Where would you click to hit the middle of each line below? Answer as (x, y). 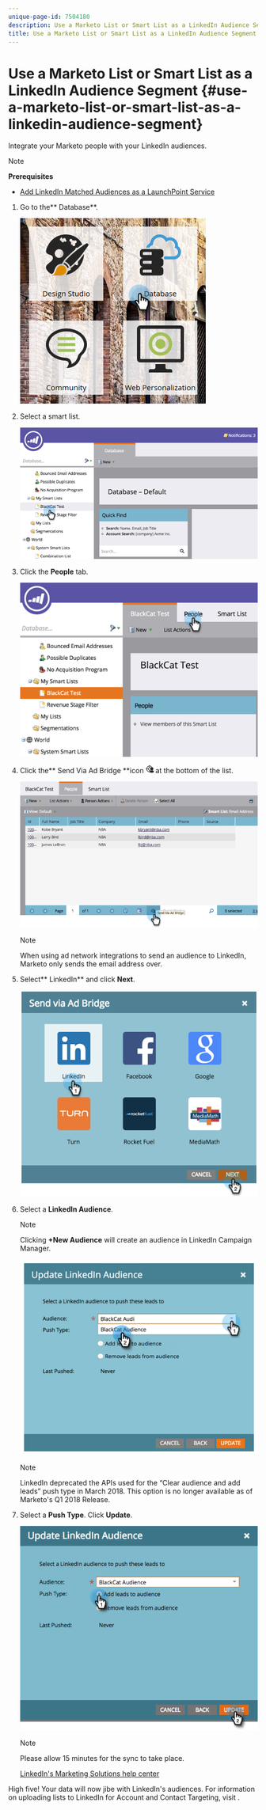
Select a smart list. (50, 416)
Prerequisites (31, 176)
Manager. (35, 1248)
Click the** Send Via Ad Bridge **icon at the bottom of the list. (126, 771)
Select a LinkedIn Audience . (66, 1209)
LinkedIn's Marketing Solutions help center (89, 1774)
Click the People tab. (54, 572)
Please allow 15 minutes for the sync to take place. (102, 1758)
